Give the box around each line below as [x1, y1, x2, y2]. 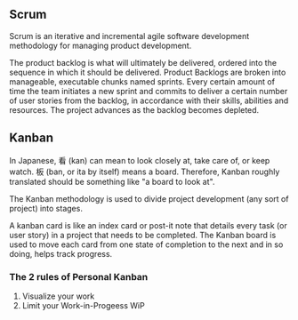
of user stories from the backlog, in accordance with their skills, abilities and [9, 95, 289, 106]
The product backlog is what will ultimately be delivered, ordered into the [9, 57, 278, 68]
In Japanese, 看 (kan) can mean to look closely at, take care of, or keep [9, 155, 270, 165]
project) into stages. [9, 203, 83, 213]
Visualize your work [21, 291, 95, 301]
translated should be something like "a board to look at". [9, 176, 215, 187]
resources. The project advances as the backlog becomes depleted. [9, 104, 260, 115]
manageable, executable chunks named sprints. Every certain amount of [9, 76, 276, 87]
